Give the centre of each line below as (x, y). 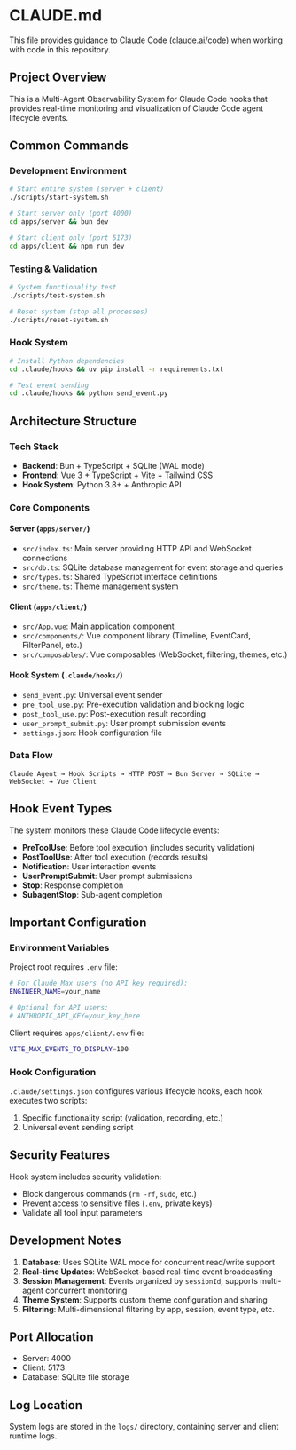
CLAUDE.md (56, 16)
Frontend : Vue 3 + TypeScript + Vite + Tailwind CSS (117, 475)
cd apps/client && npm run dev (67, 246)
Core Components (50, 507)
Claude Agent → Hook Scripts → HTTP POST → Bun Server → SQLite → (134, 773)
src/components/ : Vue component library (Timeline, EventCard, (136, 636)
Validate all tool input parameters (82, 1212)
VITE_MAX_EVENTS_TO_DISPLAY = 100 (69, 1049)
